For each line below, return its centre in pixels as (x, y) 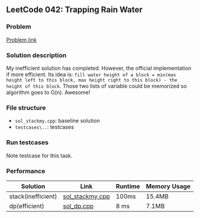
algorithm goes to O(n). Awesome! (48, 92)
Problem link (21, 40)
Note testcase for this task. (39, 155)
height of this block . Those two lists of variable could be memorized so (96, 86)
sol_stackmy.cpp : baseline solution (57, 121)
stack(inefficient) (33, 196)
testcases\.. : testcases (44, 127)
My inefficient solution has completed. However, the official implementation (99, 68)
